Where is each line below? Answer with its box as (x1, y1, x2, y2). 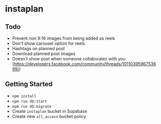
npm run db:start (12, 99, 48, 104)
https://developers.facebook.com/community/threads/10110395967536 (14, 61, 156, 67)
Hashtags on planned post (12, 46, 65, 51)
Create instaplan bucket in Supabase (12, 108, 87, 114)
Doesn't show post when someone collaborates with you (12, 56, 126, 61)
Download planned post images (12, 51, 76, 56)
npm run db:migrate (12, 104, 52, 109)
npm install (12, 94, 36, 98)
